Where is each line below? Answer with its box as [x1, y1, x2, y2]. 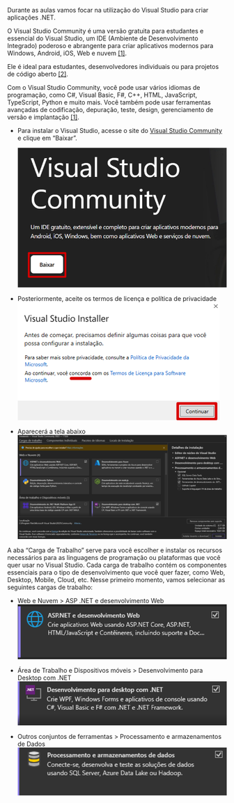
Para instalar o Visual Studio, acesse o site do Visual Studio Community [17, 127, 223, 134]
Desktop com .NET [17, 673, 72, 682]
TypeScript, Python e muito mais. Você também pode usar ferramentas [7, 98, 211, 107]
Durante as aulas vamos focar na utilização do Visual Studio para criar [7, 6, 209, 14]
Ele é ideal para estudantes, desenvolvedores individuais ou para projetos [7, 63, 219, 70]
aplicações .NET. [7, 13, 56, 22]
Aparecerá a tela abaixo [17, 428, 86, 436]
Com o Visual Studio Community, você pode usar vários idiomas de [7, 84, 201, 91]
